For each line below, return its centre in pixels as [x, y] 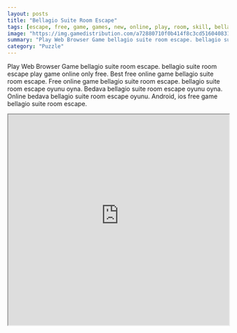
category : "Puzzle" [36, 46]
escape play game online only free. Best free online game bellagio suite [110, 74]
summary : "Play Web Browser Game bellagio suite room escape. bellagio [114, 40]
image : [17, 33]
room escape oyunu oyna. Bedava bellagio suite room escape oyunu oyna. [115, 89]
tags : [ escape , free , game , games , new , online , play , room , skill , [109, 27]
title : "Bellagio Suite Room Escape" [62, 20]
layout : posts [28, 14]
